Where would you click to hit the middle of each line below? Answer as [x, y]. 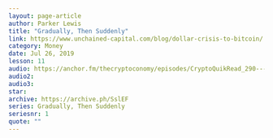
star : [17, 91]
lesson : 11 [27, 62]
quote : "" [25, 122]
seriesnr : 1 [28, 114]
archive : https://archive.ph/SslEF [69, 99]
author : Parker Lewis [45, 24]
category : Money [36, 46]
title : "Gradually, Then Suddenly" [69, 31]
